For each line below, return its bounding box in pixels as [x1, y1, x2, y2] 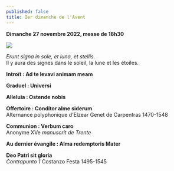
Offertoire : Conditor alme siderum [6, 104, 93, 112]
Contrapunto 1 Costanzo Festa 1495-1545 [6, 157, 107, 165]
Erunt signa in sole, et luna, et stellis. [6, 52, 96, 60]
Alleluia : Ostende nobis [6, 93, 66, 100]
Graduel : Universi [6, 82, 51, 89]
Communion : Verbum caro [6, 122, 74, 130]
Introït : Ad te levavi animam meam [6, 70, 93, 77]
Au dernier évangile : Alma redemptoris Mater [6, 140, 121, 147]
